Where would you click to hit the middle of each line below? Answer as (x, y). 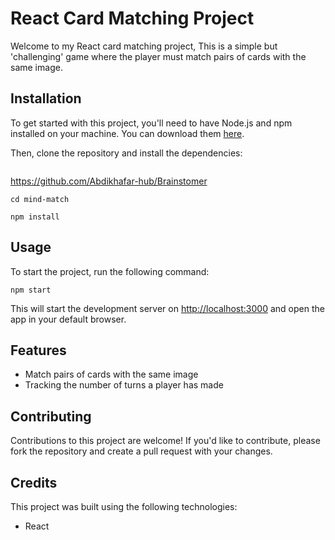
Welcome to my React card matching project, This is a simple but (144, 46)
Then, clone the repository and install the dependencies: (126, 153)
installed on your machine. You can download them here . (127, 133)
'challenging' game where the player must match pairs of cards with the (158, 56)
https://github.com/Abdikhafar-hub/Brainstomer (109, 181)
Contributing (51, 416)
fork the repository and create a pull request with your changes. (141, 451)
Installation (46, 98)
